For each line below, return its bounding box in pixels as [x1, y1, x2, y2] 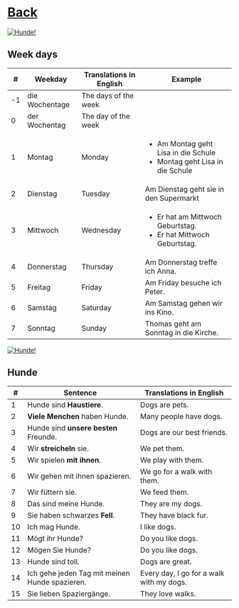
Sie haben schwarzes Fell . [27, 510, 115, 520]
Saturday [81, 302, 112, 312]
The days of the [81, 91, 134, 101]
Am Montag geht [156, 138, 213, 148]
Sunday [81, 323, 107, 333]
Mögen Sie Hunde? [27, 545, 91, 555]
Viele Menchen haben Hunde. [27, 411, 129, 421]
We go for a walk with [139, 466, 213, 476]
